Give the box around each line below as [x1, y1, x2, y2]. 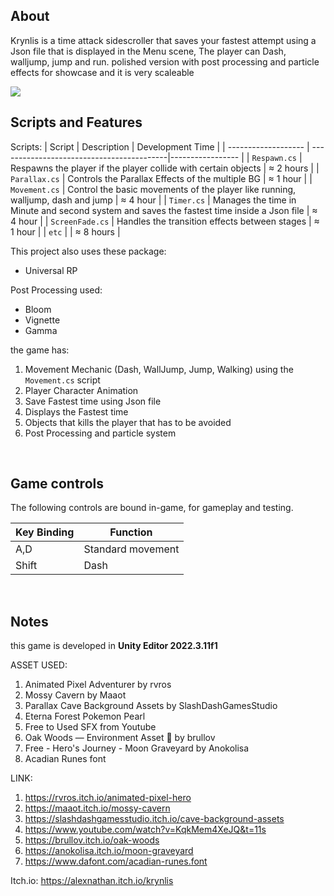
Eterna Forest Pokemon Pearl [24, 710, 146, 723]
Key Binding [15, 525, 75, 539]
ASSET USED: [10, 659, 68, 671]
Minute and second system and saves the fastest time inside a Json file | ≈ [10, 204, 318, 216]
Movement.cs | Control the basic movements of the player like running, [10, 183, 297, 195]
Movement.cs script [24, 374, 101, 386]
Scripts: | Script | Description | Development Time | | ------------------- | [10, 140, 310, 153]
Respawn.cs [251, 153, 297, 163]
